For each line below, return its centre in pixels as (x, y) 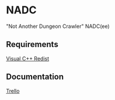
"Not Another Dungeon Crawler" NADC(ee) (58, 26)
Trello (13, 91)
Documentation (35, 77)
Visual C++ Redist (28, 58)
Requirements (32, 44)
